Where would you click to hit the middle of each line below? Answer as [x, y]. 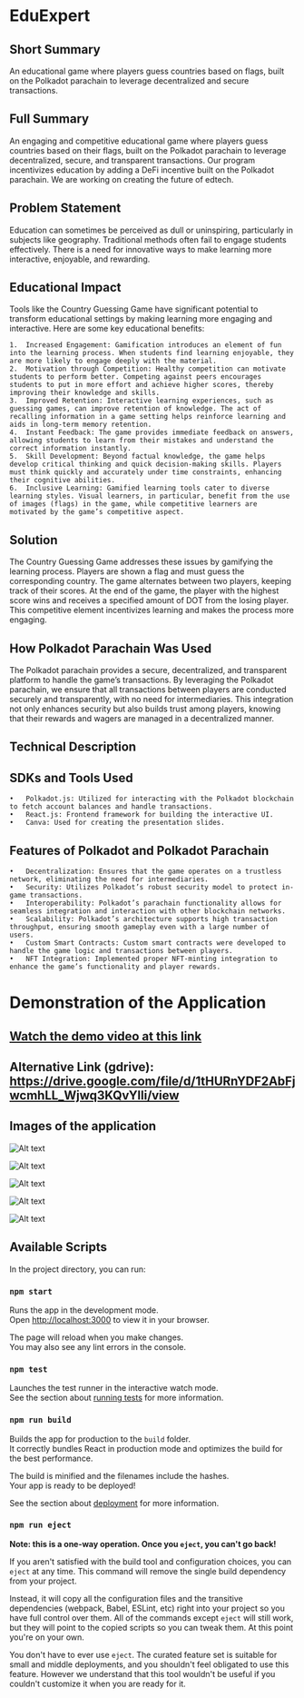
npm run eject [40, 1525]
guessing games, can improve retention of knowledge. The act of [135, 409]
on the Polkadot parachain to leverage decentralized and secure [129, 81]
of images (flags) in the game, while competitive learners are [133, 504]
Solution [34, 540]
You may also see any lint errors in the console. [98, 1346]
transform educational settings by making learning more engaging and [141, 319]
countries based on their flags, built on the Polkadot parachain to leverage [148, 150]
